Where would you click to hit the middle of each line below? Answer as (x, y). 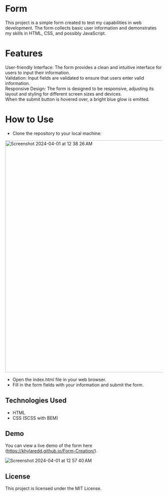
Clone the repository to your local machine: (57, 133)
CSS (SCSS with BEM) (35, 418)
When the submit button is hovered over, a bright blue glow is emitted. (77, 99)
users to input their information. (37, 73)
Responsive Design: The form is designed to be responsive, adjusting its (79, 89)
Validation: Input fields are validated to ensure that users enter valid (74, 78)
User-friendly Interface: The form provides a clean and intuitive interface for (83, 67)
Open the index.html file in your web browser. (59, 379)
